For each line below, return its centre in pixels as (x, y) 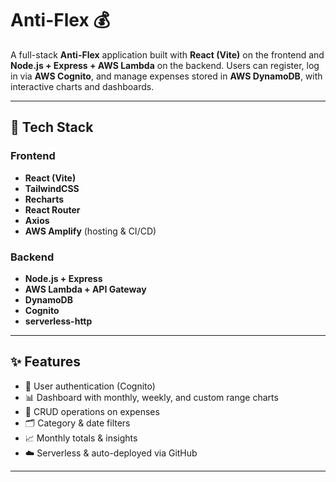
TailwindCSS (52, 188)
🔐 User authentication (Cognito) (90, 386)
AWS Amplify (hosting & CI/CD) (90, 231)
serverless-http (58, 321)
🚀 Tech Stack (52, 127)
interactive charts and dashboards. (82, 86)
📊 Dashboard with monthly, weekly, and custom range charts (151, 397)
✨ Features (45, 362)
